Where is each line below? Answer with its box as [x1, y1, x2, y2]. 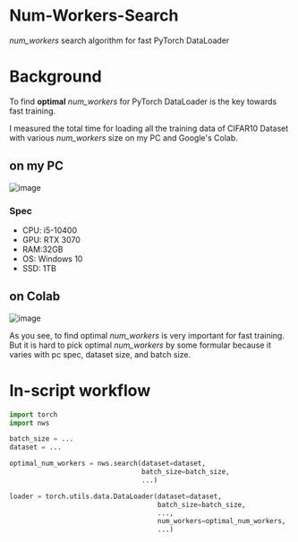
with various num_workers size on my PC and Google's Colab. [9, 132, 239, 143]
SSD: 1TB [21, 262, 56, 273]
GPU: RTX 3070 [21, 234, 81, 245]
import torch [9, 409, 58, 419]
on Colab [9, 288, 61, 305]
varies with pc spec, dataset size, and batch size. [9, 348, 192, 359]
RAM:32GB [21, 244, 64, 254]
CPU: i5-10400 [21, 225, 78, 236]
